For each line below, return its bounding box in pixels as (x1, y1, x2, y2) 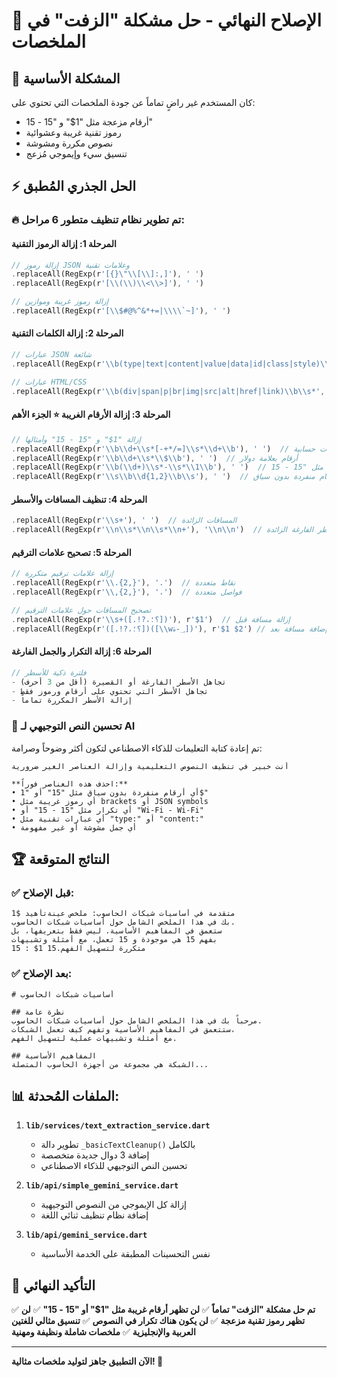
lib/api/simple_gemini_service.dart (25, 1181, 179, 1191)
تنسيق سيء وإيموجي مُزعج (25, 148, 128, 159)
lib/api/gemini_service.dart (25, 1230, 148, 1241)
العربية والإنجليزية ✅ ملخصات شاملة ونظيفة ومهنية (11, 1326, 196, 1338)
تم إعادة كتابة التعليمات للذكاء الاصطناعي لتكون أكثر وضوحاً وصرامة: (11, 742, 263, 754)
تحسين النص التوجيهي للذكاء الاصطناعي (40, 1160, 188, 1172)
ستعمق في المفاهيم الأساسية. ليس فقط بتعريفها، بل (11, 926, 223, 936)
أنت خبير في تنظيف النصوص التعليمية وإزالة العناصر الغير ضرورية (11, 761, 289, 771)
